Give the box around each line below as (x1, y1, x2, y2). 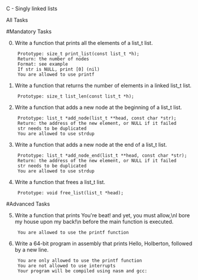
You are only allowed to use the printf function (17, 258, 142, 263)
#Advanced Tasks (6, 201, 50, 207)
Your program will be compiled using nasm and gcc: (17, 268, 148, 274)
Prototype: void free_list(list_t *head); (17, 190, 124, 196)
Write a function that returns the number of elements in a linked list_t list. (14, 82, 192, 89)
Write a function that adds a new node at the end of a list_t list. (14, 141, 167, 148)
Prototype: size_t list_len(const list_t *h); (17, 94, 134, 99)
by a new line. (14, 246, 49, 253)
